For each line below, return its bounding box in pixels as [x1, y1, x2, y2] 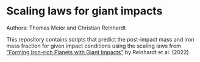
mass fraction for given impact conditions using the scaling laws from [6, 42, 182, 49]
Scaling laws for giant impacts [6, 4, 163, 18]
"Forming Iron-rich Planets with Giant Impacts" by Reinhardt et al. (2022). [6, 48, 191, 55]
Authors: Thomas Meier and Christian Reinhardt [6, 24, 126, 31]
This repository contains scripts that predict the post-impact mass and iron [6, 36, 195, 43]
